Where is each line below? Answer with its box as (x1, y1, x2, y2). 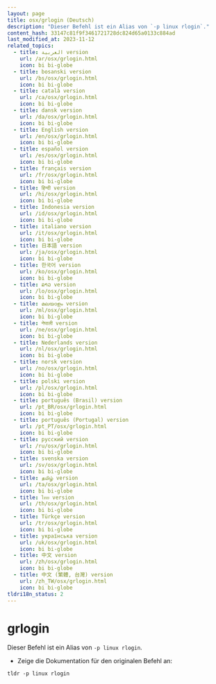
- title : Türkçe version (13, 513, 85, 520)
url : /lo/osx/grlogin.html (19, 287, 98, 295)
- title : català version (13, 87, 85, 94)
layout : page (7, 10, 45, 17)
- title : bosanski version (13, 68, 92, 75)
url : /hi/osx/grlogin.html (19, 191, 98, 198)
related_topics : (7, 42, 54, 49)
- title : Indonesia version (13, 204, 95, 211)
